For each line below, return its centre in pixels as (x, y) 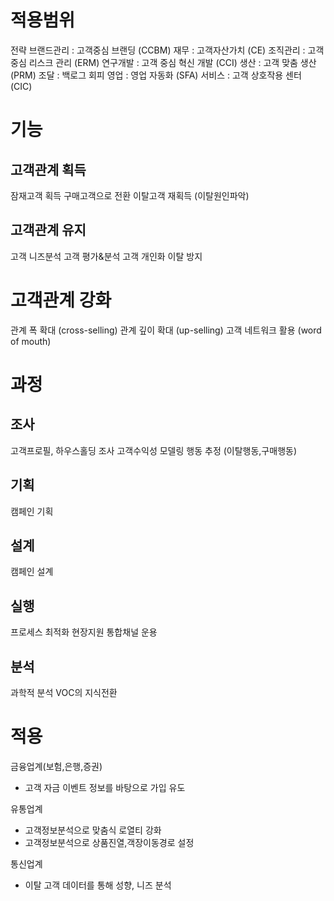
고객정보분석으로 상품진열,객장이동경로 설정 (109, 842)
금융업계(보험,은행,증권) (56, 766)
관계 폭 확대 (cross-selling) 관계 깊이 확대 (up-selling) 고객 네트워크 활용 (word (166, 330)
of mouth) (31, 341)
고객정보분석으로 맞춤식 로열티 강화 (93, 830)
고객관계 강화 (61, 300)
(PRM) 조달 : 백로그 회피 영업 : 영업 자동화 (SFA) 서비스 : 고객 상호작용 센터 (156, 75)
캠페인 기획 (32, 511)
